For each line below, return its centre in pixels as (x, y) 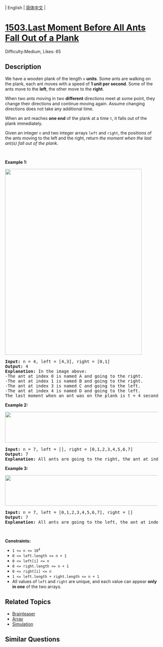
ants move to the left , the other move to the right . (55, 89)
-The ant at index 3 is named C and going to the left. (73, 386)
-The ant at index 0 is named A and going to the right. (74, 376)
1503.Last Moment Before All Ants (75, 28)
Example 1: (16, 162)
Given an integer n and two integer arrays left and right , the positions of (78, 133)
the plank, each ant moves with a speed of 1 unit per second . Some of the (79, 84)
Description (23, 67)
